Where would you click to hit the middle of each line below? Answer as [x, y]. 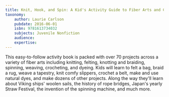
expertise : [26, 43]
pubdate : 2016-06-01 [36, 24]
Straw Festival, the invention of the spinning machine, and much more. [78, 89]
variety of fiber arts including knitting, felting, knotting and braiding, [75, 62]
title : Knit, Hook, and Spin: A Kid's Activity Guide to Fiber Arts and [83, 10]
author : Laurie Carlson [39, 19]
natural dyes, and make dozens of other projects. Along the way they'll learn [84, 78]
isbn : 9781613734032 [36, 29]
